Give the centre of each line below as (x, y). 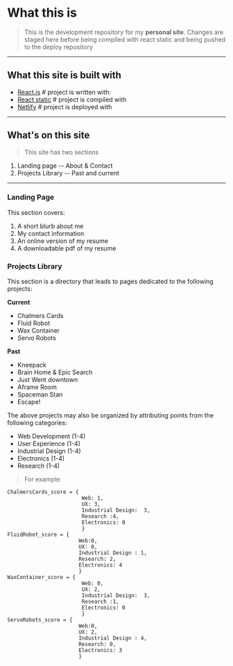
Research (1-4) (38, 466)
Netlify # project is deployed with (64, 106)
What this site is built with (64, 76)
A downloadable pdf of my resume (67, 248)
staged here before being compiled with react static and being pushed (125, 39)
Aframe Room (37, 387)
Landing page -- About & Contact (65, 166)
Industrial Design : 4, (113, 638)
